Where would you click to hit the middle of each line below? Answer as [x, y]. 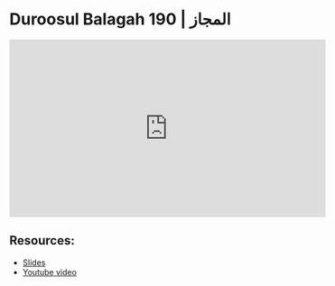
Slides [34, 263]
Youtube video [49, 272]
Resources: [42, 240]
